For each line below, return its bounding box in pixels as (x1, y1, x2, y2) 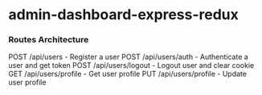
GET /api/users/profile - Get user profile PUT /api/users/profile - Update (8, 69, 248, 79)
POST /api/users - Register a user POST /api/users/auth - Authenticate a (8, 52, 249, 61)
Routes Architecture (8, 34, 89, 46)
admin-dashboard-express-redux (8, 6, 239, 24)
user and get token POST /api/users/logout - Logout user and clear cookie (8, 61, 255, 70)
